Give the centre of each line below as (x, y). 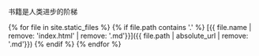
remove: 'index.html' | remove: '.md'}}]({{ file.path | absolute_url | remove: (128, 35)
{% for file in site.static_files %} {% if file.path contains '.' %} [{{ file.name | (130, 27)
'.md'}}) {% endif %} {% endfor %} (65, 44)
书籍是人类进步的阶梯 (43, 11)
